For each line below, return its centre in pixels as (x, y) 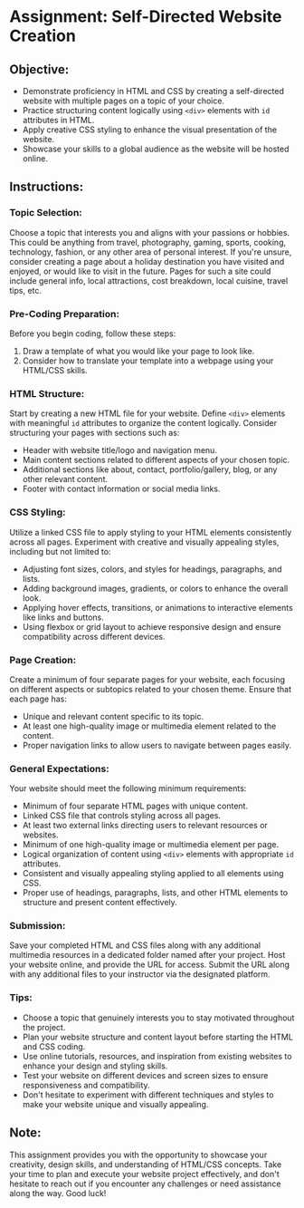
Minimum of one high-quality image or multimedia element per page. (150, 845)
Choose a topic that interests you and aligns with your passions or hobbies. (150, 232)
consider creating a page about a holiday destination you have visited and (147, 261)
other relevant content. (65, 479)
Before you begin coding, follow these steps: (93, 333)
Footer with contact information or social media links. (121, 489)
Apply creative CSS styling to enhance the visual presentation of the (150, 130)
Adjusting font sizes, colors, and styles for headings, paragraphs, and (152, 569)
